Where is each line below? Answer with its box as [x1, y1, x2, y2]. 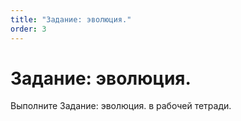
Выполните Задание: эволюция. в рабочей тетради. [10, 100, 232, 112]
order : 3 [10, 24, 47, 34]
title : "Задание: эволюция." [10, 14, 132, 25]
